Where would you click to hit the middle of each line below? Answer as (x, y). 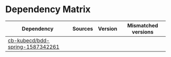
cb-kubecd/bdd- (29, 40)
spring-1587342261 (34, 47)
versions (143, 32)
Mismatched (143, 25)
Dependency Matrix (48, 9)
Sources (83, 28)
